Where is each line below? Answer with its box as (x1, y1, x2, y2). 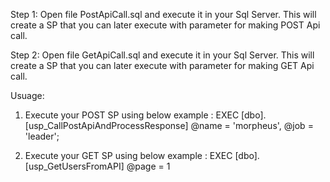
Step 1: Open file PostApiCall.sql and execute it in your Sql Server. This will (10, 9, 317, 20)
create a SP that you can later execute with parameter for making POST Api (10, 19, 321, 31)
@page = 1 (126, 160, 171, 172)
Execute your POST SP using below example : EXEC (24, 109, 240, 121)
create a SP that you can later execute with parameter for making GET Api (10, 60, 315, 71)
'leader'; (24, 130, 60, 142)
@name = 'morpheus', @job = (190, 120, 314, 131)
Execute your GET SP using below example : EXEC (24, 150, 233, 161)
